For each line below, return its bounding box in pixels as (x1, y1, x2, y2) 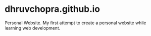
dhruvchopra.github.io (4, 3, 100, 15)
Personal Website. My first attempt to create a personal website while (4, 20, 147, 26)
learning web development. (4, 25, 60, 31)
